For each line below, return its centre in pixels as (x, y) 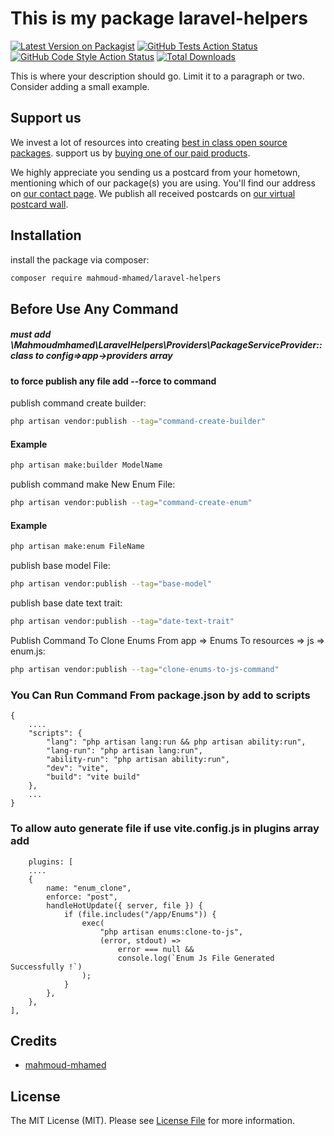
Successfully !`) (46, 967)
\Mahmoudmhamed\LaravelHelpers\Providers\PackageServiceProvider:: (166, 345)
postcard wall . (39, 204)
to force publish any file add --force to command (113, 381)
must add (31, 334)
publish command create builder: (78, 403)
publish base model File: (60, 566)
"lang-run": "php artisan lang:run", (124, 751)
